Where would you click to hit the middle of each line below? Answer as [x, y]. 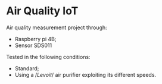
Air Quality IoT [42, 11]
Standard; [27, 68]
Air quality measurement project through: [57, 27]
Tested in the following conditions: [48, 57]
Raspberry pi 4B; [35, 39]
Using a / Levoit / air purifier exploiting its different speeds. [85, 74]
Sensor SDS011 [33, 45]
